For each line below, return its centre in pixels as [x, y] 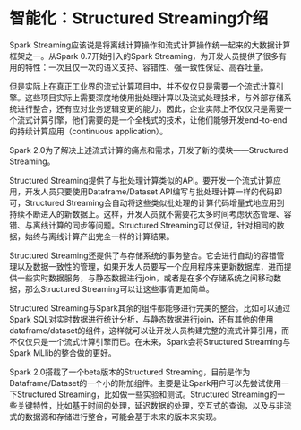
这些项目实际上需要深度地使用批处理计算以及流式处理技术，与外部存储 [154, 97]
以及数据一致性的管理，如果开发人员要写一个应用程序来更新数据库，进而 [150, 266]
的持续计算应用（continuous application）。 [89, 131]
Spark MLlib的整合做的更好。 [63, 353]
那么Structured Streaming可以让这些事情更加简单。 [119, 288]
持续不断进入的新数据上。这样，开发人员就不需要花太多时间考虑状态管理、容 [150, 214]
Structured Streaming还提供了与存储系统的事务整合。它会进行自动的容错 [143, 255]
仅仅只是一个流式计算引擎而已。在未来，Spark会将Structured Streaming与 [154, 341]
